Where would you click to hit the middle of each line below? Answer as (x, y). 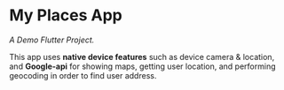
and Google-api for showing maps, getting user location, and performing (142, 66)
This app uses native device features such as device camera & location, (142, 56)
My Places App (66, 15)
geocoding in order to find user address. (83, 75)
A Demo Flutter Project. (52, 40)
